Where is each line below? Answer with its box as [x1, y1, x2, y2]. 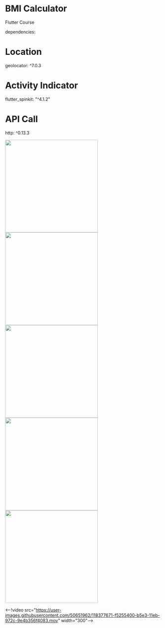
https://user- [36, 607, 62, 613]
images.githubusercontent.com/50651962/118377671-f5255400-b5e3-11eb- [5, 612, 160, 618]
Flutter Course [5, 19, 35, 25]
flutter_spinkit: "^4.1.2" [5, 96, 50, 102]
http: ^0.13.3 [5, 129, 30, 136]
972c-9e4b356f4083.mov [5, 617, 58, 623]
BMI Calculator [5, 3, 67, 14]
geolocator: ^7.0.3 [5, 62, 41, 68]
